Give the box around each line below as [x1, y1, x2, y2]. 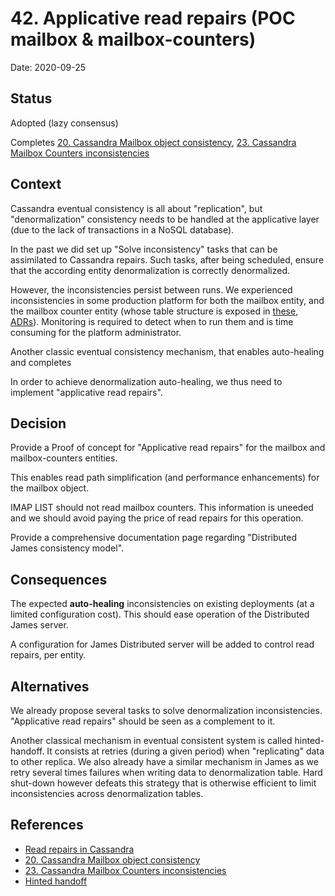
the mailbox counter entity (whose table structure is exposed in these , [10, 305, 299, 317]
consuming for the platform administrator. [10, 326, 182, 338]
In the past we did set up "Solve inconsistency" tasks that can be [10, 243, 278, 255]
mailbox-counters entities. [10, 452, 118, 464]
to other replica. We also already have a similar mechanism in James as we [10, 756, 319, 767]
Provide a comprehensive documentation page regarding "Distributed [10, 532, 297, 544]
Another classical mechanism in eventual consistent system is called [10, 735, 293, 746]
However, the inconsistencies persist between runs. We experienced [10, 283, 293, 296]
